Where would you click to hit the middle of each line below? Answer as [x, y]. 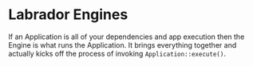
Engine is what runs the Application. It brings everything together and [123, 45]
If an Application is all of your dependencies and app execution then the [126, 37]
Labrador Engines [68, 15]
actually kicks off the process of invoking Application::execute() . [117, 53]
